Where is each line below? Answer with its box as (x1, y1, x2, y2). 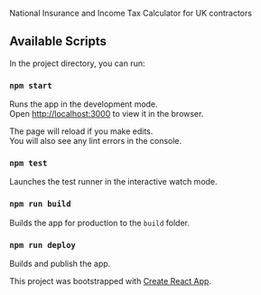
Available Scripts (9, 33, 107, 49)
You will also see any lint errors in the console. (9, 136, 182, 147)
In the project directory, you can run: (9, 58, 145, 69)
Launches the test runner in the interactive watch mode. (9, 176, 219, 187)
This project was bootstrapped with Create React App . (9, 276, 212, 286)
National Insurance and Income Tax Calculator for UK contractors (9, 8, 253, 18)
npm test (9, 158, 48, 168)
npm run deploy (9, 240, 77, 250)
